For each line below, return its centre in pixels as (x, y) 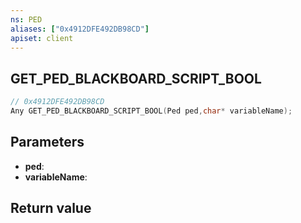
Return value (51, 208)
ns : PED (26, 19)
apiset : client (42, 38)
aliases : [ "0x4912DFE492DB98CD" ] (80, 29)
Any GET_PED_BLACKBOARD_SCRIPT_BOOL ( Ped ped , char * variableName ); (151, 111)
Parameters (47, 142)
